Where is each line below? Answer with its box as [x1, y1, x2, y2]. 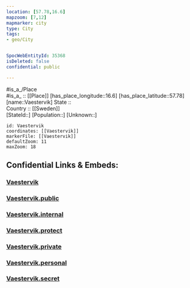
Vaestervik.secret [6, 274, 60, 283]
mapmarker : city [6, 20, 47, 26]
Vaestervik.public [6, 194, 59, 202]
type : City [6, 25, 34, 32]
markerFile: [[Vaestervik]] [6, 133, 77, 139]
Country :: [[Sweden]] [6, 104, 60, 112]
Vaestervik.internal [6, 210, 64, 218]
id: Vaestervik [6, 122, 44, 129]
